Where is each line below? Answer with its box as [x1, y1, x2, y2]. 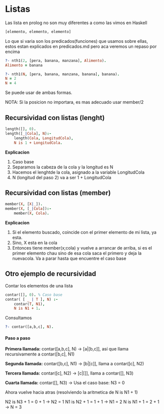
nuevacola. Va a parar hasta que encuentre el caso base [12, 255, 127, 261]
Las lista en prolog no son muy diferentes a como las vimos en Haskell [5, 20, 147, 26]
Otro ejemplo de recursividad [5, 270, 97, 278]
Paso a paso [5, 335, 30, 341]
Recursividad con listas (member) [5, 189, 111, 197]
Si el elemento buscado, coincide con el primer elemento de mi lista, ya [12, 229, 157, 235]
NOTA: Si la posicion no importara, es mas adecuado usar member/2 [5, 99, 144, 105]
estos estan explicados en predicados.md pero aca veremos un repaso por [5, 43, 157, 49]
